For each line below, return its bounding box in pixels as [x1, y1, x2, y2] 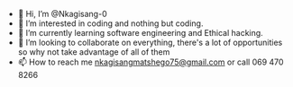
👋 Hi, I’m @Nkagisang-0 [17, 9, 107, 19]
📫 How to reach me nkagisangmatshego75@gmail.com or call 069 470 [17, 57, 284, 67]
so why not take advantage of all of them [17, 47, 170, 57]
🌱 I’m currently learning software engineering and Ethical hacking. [17, 28, 263, 38]
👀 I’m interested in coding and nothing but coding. [17, 18, 204, 29]
